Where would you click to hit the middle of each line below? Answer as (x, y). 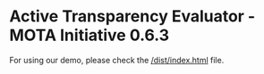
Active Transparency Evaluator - (132, 16)
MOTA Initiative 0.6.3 (89, 35)
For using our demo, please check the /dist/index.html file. (117, 60)
